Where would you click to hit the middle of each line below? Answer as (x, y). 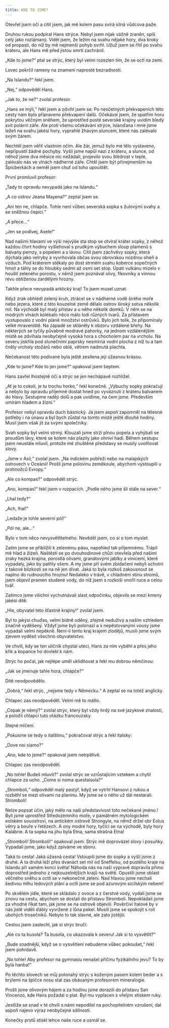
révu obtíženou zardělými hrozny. (40, 279)
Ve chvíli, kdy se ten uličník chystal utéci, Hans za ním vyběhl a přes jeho (81, 646)
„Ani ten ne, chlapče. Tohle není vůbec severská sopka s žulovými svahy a (82, 206)
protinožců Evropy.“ (26, 469)
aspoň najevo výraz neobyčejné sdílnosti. (48, 1010)
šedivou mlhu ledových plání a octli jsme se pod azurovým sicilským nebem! (84, 883)
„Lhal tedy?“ (18, 498)
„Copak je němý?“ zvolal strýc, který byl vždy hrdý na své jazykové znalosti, (84, 710)
